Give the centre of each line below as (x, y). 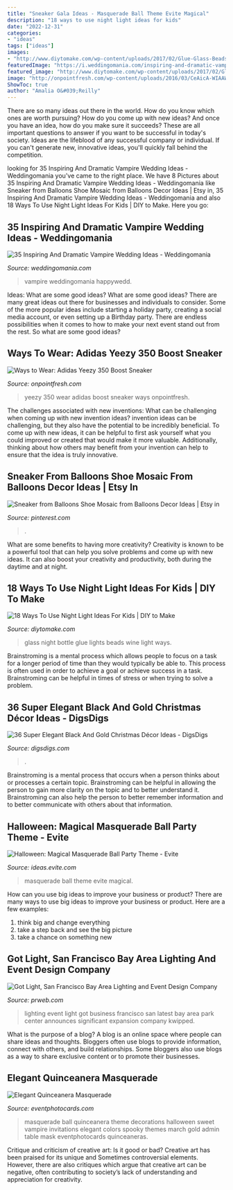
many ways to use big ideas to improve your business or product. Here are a (116, 902)
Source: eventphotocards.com (51, 1108)
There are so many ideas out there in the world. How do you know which (111, 111)
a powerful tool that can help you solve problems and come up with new (110, 551)
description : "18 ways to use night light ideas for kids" (94, 20)
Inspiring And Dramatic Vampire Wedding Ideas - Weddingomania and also (114, 198)
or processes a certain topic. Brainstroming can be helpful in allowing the (112, 783)
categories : (24, 33)
